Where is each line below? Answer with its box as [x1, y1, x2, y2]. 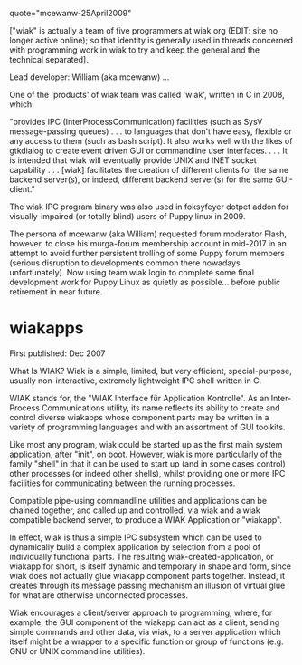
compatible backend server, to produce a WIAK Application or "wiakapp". [9, 514, 283, 525]
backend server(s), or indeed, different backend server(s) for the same [9, 174, 274, 185]
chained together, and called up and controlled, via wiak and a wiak [9, 505, 260, 516]
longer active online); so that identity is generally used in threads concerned [9, 35, 294, 45]
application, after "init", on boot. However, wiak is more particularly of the [9, 448, 283, 459]
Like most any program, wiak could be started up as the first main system [9, 439, 283, 449]
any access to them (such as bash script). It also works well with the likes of [9, 136, 293, 146]
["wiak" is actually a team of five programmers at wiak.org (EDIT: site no [9, 25, 278, 35]
